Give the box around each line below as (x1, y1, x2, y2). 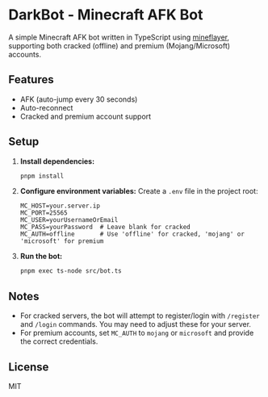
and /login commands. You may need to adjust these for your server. (19, 320, 252, 329)
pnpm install (19, 172, 65, 180)
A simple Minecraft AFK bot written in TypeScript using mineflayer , (8, 32, 230, 42)
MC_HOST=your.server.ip (19, 202, 101, 211)
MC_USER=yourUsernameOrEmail (19, 216, 119, 224)
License (8, 360, 49, 374)
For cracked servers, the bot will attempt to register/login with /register (19, 311, 260, 320)
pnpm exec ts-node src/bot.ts (19, 267, 123, 275)
